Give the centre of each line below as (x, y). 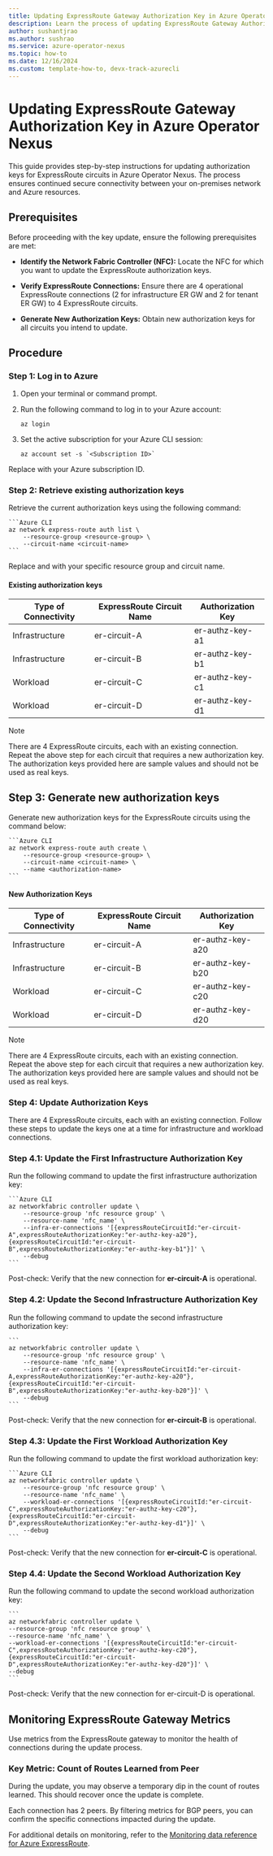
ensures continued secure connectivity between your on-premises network (135, 183)
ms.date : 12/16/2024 (43, 62)
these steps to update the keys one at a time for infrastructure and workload (136, 1129)
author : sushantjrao (43, 31)
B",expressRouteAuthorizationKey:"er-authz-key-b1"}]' (103, 1249)
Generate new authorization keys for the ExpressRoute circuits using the (129, 817)
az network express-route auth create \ (78, 848)
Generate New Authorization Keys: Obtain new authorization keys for (138, 318)
